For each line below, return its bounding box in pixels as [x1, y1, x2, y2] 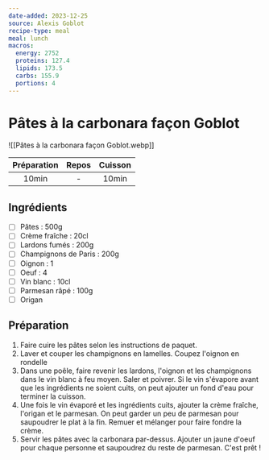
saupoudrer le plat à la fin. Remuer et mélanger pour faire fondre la [19, 416, 242, 427]
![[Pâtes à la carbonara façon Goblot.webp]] [8, 140, 155, 150]
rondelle [19, 357, 48, 367]
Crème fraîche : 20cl [19, 231, 89, 241]
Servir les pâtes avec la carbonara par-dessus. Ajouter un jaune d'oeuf [19, 434, 255, 444]
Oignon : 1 [19, 259, 54, 268]
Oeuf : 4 [19, 267, 48, 277]
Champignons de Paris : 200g [19, 249, 119, 259]
